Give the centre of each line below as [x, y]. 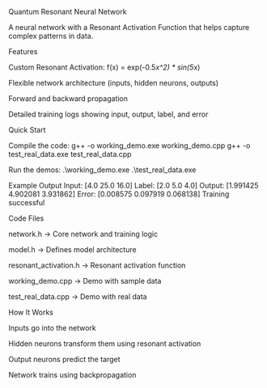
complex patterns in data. [51, 36]
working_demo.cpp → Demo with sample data [85, 281]
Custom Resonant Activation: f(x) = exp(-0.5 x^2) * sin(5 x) [104, 67]
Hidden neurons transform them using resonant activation [105, 344]
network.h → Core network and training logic [83, 234]
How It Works [31, 312]
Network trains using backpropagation [72, 375]
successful [27, 202]
